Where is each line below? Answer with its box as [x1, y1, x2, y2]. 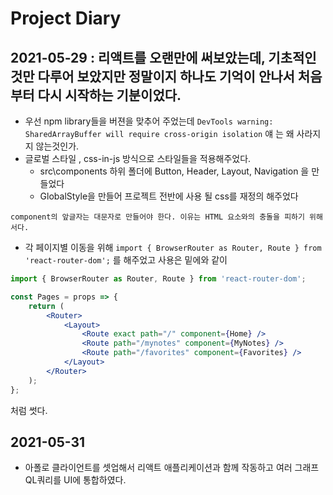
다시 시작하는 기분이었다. [37, 87, 182, 104]
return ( [28, 301, 65, 311]
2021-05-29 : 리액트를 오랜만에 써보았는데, [10, 49, 266, 66]
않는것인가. [35, 140, 80, 152]
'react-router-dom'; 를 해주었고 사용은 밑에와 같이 [24, 254, 228, 266]
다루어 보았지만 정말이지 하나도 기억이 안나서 [37, 68, 295, 85]
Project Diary [10, 7, 122, 30]
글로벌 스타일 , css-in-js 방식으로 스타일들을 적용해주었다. [24, 153, 252, 164]
